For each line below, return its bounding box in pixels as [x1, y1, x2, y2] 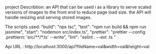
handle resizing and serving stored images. [5, 15, 92, 20]
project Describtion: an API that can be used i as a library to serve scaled [5, 4, 152, 10]
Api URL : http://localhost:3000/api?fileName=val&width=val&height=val [5, 44, 150, 49]
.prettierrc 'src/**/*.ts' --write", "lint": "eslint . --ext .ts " [5, 34, 116, 40]
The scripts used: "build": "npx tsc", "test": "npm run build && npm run [5, 24, 147, 30]
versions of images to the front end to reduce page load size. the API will [5, 9, 151, 15]
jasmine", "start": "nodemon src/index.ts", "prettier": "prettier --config [5, 29, 145, 35]
